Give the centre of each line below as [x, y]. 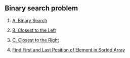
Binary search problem [41, 8]
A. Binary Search [30, 20]
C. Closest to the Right [35, 40]
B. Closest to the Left [34, 30]
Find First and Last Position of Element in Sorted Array [69, 49]
